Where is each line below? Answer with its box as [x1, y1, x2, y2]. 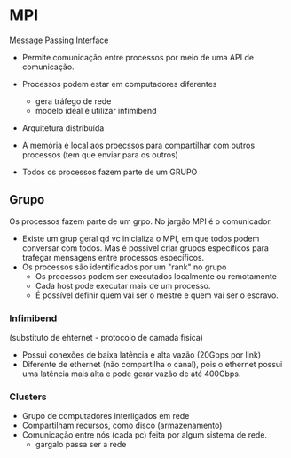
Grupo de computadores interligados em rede [21, 411, 190, 422]
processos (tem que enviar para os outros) [21, 149, 179, 160]
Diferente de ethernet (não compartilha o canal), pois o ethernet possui [21, 359, 283, 370]
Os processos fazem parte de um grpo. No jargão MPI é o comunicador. [9, 215, 272, 227]
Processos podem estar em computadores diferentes [21, 78, 217, 89]
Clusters [9, 390, 47, 403]
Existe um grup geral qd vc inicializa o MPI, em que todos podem [21, 233, 260, 244]
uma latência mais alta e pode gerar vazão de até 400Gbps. [21, 368, 241, 379]
